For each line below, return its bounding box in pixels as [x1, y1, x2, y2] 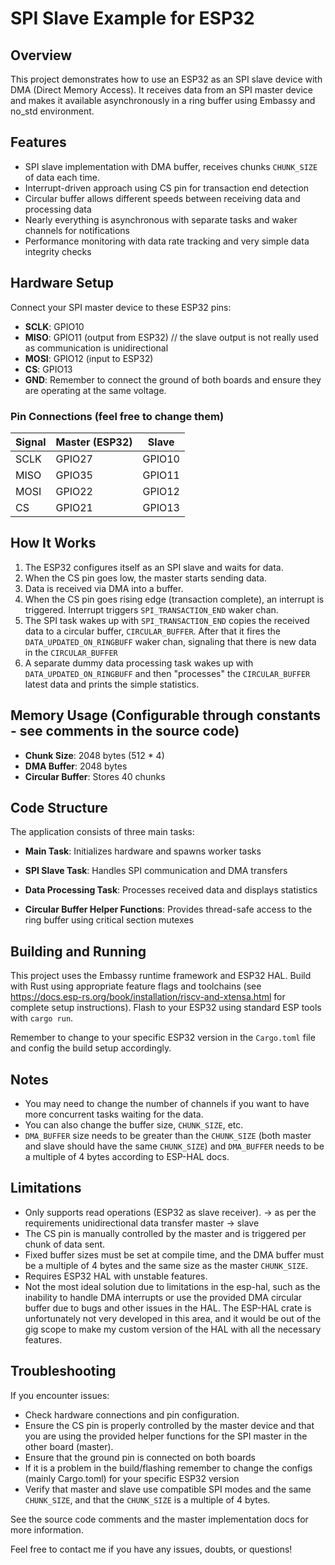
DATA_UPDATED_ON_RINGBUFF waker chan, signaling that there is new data [24, 635, 317, 647]
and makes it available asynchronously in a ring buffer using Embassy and [10, 95, 316, 106]
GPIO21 [55, 500, 93, 514]
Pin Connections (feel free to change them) [10, 409, 225, 423]
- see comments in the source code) [10, 723, 240, 740]
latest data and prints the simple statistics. [24, 678, 200, 690]
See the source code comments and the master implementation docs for [10, 1513, 309, 1525]
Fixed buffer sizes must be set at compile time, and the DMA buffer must [24, 1248, 325, 1261]
